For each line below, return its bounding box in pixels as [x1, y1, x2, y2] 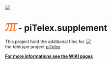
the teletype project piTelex [5, 43, 60, 49]
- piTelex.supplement [18, 22, 108, 34]
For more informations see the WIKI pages [5, 53, 93, 59]
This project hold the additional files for [5, 39, 84, 44]
